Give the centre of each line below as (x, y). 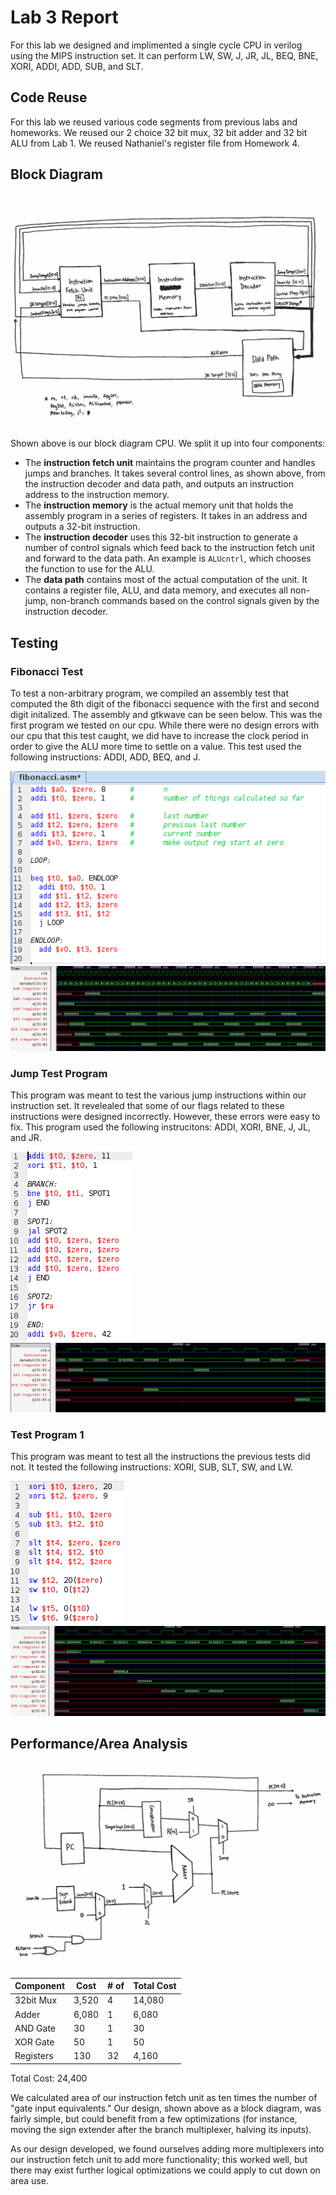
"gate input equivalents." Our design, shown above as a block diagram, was (166, 2108)
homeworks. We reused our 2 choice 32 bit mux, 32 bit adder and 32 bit (159, 132)
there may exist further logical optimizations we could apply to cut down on (165, 2170)
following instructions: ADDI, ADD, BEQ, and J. (105, 757)
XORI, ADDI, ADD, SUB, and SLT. (77, 66)
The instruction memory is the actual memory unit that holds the (159, 505)
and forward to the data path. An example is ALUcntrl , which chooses (168, 558)
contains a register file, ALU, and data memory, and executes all (156, 590)
